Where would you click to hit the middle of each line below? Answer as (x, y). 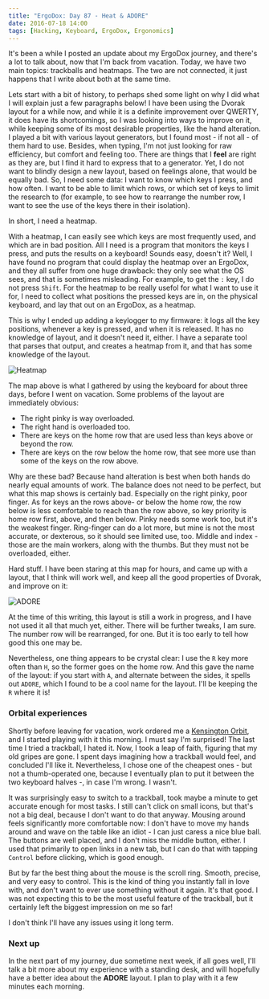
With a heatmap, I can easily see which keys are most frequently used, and (132, 237)
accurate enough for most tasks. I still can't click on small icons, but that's (131, 806)
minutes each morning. (47, 986)
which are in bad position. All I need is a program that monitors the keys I (129, 245)
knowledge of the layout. (49, 355)
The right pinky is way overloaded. (77, 418)
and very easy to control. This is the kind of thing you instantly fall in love (129, 881)
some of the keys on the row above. (79, 461)
